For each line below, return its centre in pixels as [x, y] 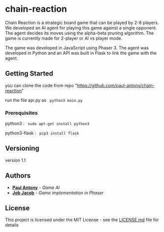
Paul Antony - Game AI [36, 187]
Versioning [22, 148]
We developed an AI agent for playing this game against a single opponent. [81, 27]
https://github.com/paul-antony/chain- [116, 85]
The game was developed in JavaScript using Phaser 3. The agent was [77, 48]
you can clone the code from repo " [41, 85]
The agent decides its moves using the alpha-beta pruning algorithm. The [80, 33]
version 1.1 [15, 160]
